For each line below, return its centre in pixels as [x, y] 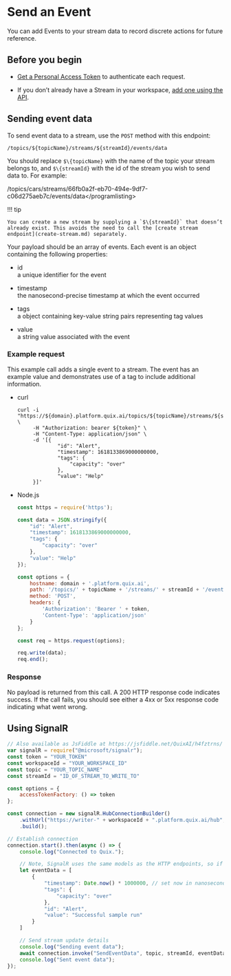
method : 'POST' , [53, 596]
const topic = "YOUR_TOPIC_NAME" [55, 770]
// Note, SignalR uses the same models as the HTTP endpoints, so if [121, 864]
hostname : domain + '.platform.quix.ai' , [90, 583]
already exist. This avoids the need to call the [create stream [102, 228]
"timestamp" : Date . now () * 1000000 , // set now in [118, 883]
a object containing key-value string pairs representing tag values [110, 316]
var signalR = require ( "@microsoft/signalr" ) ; [75, 750]
